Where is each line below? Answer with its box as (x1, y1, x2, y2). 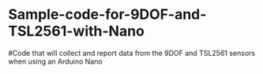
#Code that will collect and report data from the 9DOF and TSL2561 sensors (8, 48, 255, 57)
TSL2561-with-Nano (8, 22, 145, 40)
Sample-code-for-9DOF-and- (8, 6, 207, 24)
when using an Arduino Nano (8, 57, 103, 66)
